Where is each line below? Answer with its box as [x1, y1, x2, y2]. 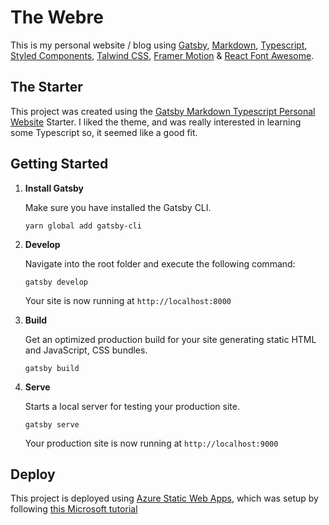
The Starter [10, 79, 83, 96]
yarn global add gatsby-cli [24, 221, 142, 231]
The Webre [10, 6, 104, 29]
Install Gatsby [24, 182, 85, 194]
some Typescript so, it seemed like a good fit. [10, 126, 198, 138]
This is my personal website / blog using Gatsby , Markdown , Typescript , [10, 39, 308, 51]
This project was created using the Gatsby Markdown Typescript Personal [10, 105, 316, 117]
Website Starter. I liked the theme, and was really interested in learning [10, 116, 302, 128]
